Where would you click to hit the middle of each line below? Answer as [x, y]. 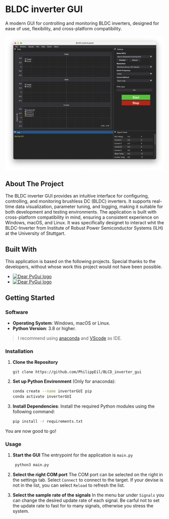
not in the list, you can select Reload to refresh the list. [69, 485]
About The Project [35, 184]
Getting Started [30, 298]
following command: [34, 412]
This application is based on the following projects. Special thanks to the [80, 262]
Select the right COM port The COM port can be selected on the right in [88, 475]
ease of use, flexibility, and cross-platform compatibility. [64, 28]
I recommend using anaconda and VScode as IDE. [70, 338]
